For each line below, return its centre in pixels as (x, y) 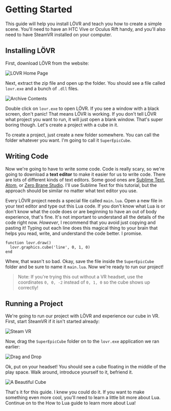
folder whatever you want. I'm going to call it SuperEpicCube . (68, 140)
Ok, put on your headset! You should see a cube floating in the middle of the (86, 367)
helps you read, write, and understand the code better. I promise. (74, 233)
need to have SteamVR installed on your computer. (59, 34)
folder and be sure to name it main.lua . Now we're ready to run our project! (84, 267)
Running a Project (34, 303)
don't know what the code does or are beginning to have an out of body (81, 211)
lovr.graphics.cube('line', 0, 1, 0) (50, 247)
